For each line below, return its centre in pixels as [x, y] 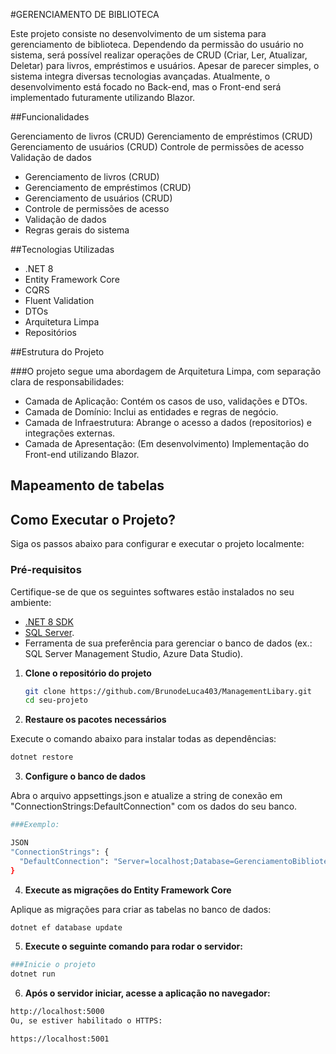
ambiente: [31, 602]
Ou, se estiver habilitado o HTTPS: [86, 1021]
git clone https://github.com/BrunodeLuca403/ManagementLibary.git [168, 691]
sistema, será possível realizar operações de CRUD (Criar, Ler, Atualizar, [159, 55]
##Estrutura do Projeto [57, 352]
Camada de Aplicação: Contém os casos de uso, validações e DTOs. [166, 401]
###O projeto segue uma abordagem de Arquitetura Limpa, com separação [166, 371]
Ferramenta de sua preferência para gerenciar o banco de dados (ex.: [168, 643]
